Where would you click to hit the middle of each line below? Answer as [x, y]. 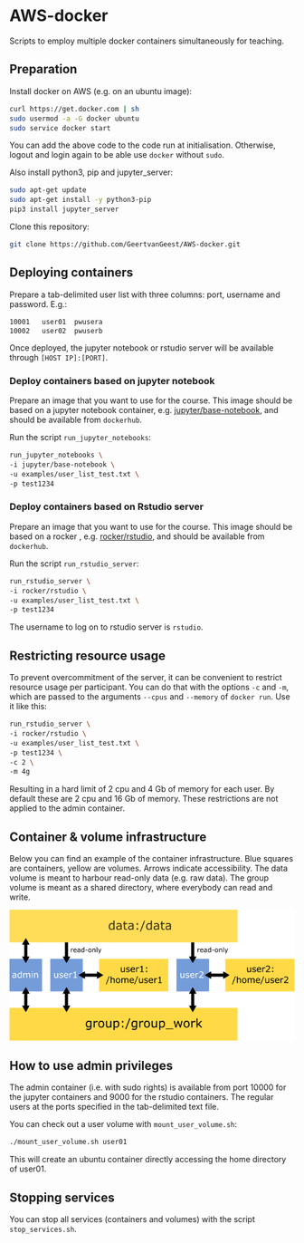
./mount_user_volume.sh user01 [68, 1142]
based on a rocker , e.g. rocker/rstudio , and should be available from [137, 536]
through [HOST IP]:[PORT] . [59, 357]
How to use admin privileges [91, 1065]
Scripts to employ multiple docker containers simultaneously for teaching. [147, 41]
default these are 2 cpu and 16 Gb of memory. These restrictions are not [144, 799]
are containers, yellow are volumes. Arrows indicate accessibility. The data [148, 868]
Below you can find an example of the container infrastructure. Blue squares [152, 859]
